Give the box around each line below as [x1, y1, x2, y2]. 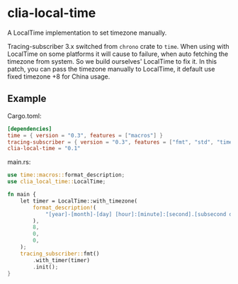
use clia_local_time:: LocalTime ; [7, 178, 106, 186]
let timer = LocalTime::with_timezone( [20, 197, 138, 205]
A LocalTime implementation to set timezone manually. [7, 28, 167, 37]
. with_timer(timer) [33, 256, 91, 263]
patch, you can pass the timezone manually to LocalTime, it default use [7, 64, 215, 73]
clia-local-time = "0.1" [7, 145, 81, 152]
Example [7, 93, 47, 105]
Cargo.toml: [7, 111, 42, 120]
